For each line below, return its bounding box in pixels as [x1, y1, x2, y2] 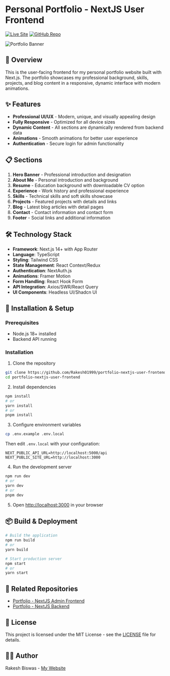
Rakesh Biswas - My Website [5, 665, 66, 671]
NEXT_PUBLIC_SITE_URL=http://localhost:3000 [5, 455, 101, 460]
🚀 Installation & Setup [5, 304, 74, 312]
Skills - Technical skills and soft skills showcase [12, 193, 113, 199]
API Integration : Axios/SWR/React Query [12, 284, 99, 290]
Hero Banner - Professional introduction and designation [12, 171, 131, 178]
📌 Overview [5, 56, 42, 64]
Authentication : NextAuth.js [12, 268, 72, 274]
